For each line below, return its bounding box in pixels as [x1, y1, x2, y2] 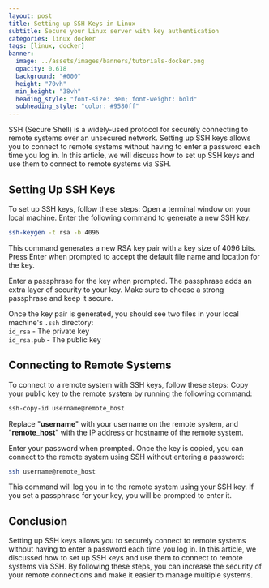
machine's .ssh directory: [8, 317, 94, 327]
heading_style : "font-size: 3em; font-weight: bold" [15, 95, 198, 103]
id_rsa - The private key [8, 326, 90, 336]
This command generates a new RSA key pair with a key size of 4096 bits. [8, 242, 257, 252]
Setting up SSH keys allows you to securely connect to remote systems [8, 536, 246, 546]
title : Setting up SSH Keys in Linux [8, 19, 136, 28]
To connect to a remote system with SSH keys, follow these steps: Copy [8, 380, 249, 389]
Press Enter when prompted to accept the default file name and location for [8, 251, 261, 261]
